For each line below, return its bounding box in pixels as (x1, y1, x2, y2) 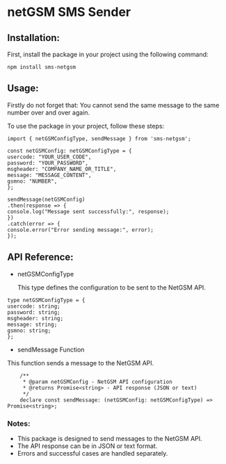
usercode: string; (7, 303, 60, 310)
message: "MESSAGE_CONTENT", (7, 172, 92, 179)
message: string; (7, 321, 58, 328)
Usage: (7, 83, 40, 94)
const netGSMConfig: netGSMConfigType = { (7, 147, 132, 154)
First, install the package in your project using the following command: (7, 50, 209, 58)
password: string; (7, 308, 60, 316)
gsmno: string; (7, 327, 51, 334)
